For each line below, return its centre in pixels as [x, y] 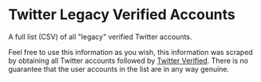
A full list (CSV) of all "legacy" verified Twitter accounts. [101, 37]
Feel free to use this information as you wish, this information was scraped [130, 52]
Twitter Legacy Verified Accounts [122, 15]
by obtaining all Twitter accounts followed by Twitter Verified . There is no [129, 61]
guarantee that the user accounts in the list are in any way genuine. [119, 68]
